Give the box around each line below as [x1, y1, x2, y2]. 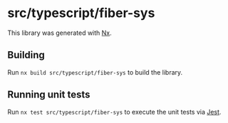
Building [7, 49, 45, 61]
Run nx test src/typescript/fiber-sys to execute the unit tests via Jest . [7, 107, 222, 116]
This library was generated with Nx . [7, 28, 112, 37]
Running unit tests [7, 89, 90, 101]
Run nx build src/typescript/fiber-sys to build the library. [7, 68, 183, 76]
